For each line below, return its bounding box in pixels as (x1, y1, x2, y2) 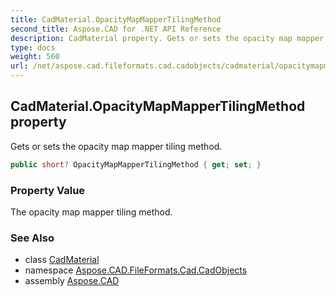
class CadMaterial (24, 254, 100, 266)
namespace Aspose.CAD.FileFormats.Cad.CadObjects (24, 264, 248, 276)
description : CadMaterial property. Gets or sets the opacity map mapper (10, 33, 325, 43)
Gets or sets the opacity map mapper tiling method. (10, 140, 223, 152)
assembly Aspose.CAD (24, 275, 120, 287)
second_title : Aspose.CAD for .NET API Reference (10, 24, 222, 34)
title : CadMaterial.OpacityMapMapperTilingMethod (10, 14, 222, 25)
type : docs (10, 42, 56, 53)
